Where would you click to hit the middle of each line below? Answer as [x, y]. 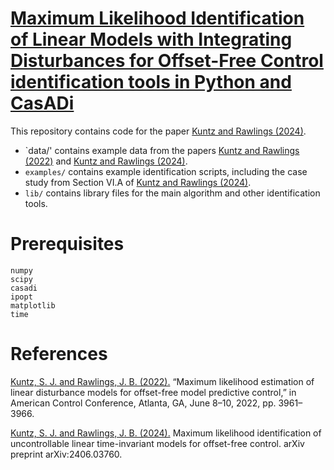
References [59, 354]
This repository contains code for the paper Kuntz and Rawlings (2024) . [158, 131]
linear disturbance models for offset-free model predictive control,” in [153, 392]
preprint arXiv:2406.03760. [66, 454]
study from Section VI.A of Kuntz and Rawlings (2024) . [138, 182]
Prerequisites [67, 244]
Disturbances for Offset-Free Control [167, 61]
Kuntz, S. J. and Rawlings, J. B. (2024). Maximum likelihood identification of [166, 433]
